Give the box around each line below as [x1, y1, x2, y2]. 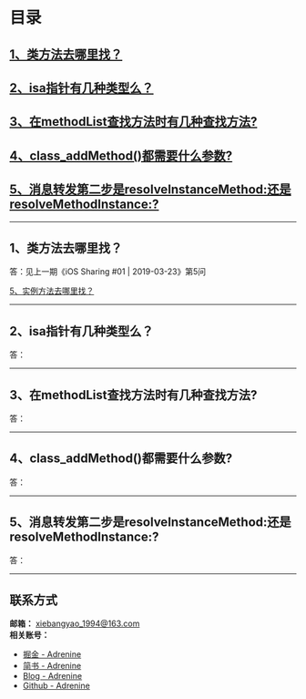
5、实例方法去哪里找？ [9, 285, 95, 296]
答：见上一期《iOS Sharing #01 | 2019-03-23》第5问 [9, 266, 207, 277]
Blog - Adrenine [22, 671, 83, 682]
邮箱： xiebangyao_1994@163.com [9, 618, 140, 629]
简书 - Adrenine [22, 661, 82, 672]
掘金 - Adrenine [22, 649, 82, 660]
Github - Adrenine [22, 680, 91, 692]
